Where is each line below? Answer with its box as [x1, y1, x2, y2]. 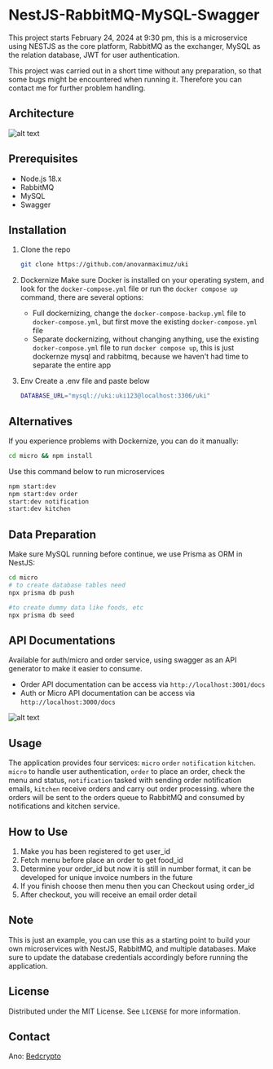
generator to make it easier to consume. [8, 664, 143, 674]
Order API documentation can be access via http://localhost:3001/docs [20, 680, 266, 689]
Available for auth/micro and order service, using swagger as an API [8, 655, 237, 665]
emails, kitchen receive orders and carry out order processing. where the [8, 784, 255, 794]
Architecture [8, 107, 75, 121]
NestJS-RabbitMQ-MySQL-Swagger [8, 6, 260, 24]
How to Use [8, 825, 68, 838]
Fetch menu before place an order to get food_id [20, 855, 183, 864]
